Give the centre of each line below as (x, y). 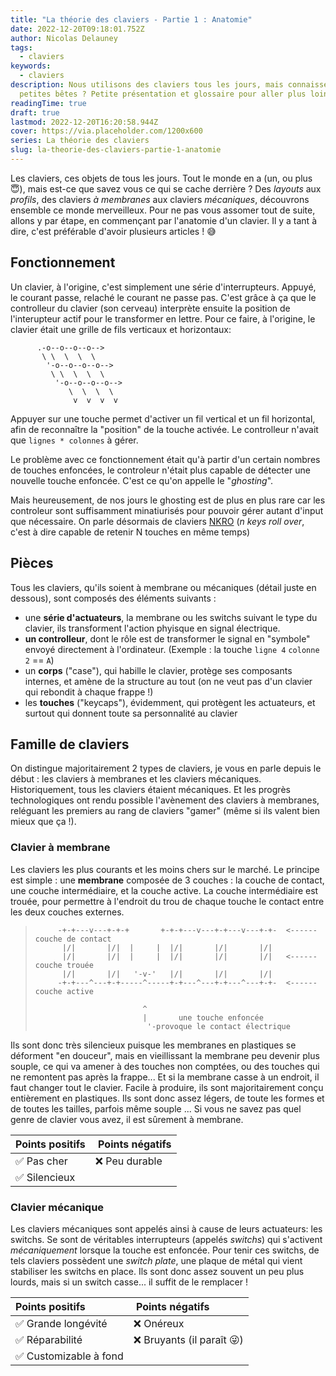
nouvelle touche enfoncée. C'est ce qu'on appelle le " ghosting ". (142, 480)
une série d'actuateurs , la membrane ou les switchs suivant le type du (171, 617)
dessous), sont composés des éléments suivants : (113, 598)
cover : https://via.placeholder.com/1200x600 (106, 131)
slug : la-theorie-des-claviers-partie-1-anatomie (116, 150)
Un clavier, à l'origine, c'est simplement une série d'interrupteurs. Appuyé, (163, 287)
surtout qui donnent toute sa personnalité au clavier (131, 713)
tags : (21, 47)
